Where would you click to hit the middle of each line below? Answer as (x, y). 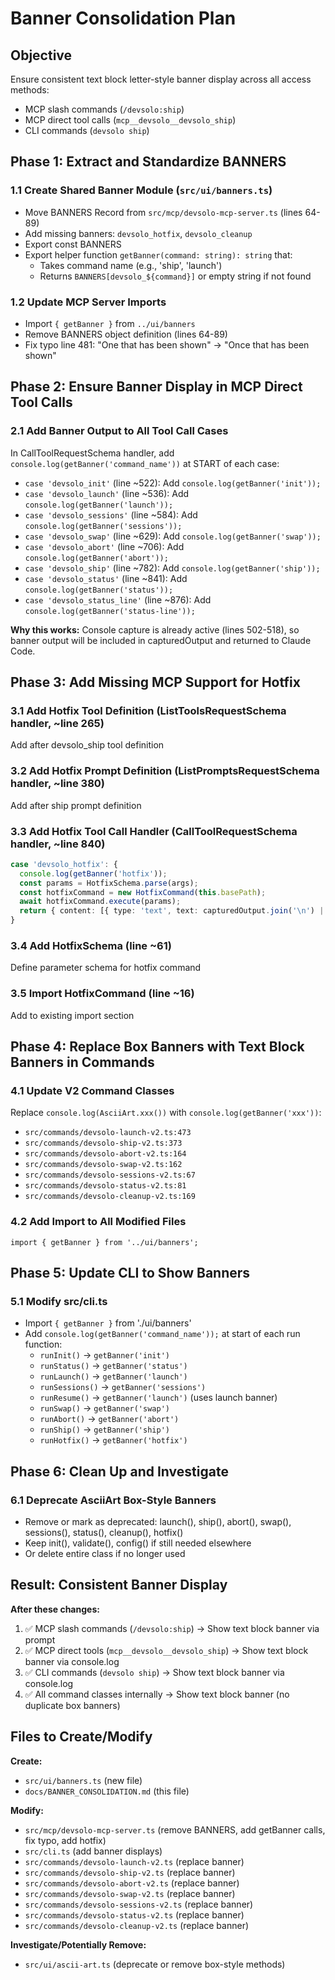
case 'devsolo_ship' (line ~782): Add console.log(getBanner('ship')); (172, 568)
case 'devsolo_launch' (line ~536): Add (107, 493)
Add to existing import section (72, 1015)
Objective (41, 55)
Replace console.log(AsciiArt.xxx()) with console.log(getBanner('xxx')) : (166, 1113)
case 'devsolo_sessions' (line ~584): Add (111, 514)
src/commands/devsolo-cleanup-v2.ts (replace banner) (137, 1925)
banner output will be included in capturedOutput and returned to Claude (161, 640)
